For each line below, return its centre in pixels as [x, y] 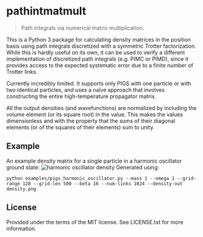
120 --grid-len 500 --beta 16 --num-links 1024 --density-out [102, 183]
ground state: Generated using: [83, 167]
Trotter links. [22, 71]
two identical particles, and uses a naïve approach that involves [85, 89]
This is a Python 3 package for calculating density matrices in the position [98, 39]
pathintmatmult [46, 11]
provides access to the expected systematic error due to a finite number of [100, 65]
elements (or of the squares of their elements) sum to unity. [80, 127]
